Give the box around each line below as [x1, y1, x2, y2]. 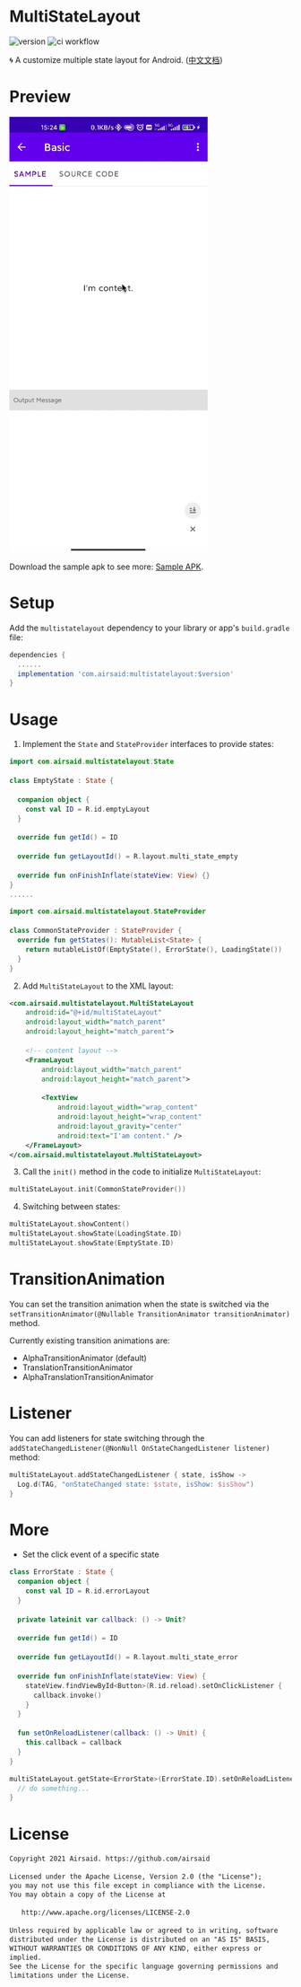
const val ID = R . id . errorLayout [25, 1587, 150, 1596]
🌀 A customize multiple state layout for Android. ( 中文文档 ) [9, 54, 223, 65]
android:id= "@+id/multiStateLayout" [25, 1008, 163, 1017]
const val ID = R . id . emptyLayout [25, 804, 150, 813]
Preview [9, 87, 72, 107]
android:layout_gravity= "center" [56, 1121, 182, 1130]
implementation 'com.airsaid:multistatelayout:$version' [17, 669, 235, 679]
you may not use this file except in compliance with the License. [9, 1881, 267, 1891]
